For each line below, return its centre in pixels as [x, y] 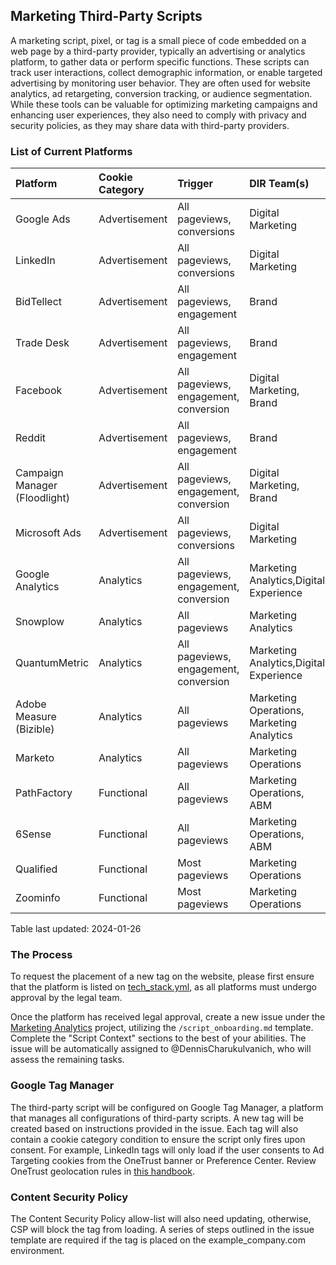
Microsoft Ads [48, 533]
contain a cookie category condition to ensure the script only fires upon [158, 1139]
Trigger [195, 184]
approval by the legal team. [66, 998]
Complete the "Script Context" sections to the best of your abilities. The [158, 1038]
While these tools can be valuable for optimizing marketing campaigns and [164, 104]
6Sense [33, 834]
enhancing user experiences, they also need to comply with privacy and [158, 115]
